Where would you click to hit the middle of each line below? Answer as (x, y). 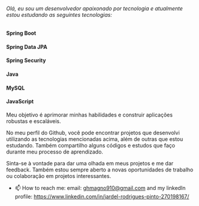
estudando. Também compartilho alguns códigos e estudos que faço (91, 145)
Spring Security (26, 60)
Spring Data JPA (27, 47)
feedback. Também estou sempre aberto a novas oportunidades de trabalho (100, 170)
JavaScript (20, 102)
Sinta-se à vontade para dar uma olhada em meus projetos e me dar (90, 163)
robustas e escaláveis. (34, 121)
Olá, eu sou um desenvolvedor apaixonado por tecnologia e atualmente (94, 8)
